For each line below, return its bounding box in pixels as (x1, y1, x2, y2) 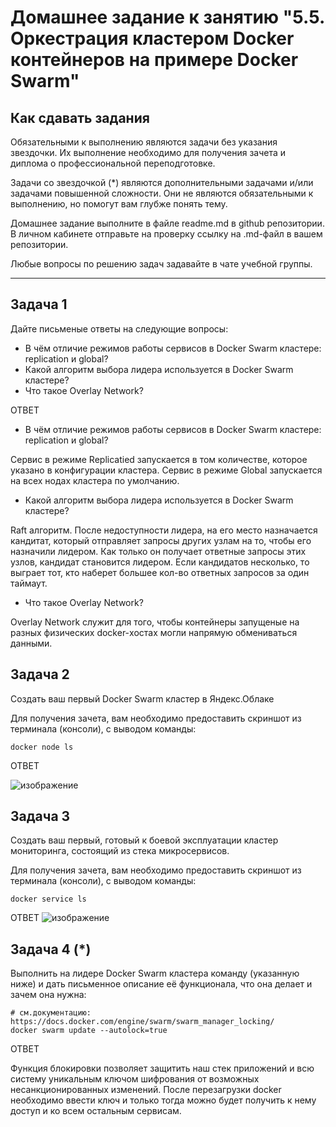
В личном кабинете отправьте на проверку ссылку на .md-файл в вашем (10, 228, 323, 240)
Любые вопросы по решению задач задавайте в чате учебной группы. (10, 258, 313, 270)
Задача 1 (10, 296, 68, 313)
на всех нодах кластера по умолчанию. (10, 474, 180, 486)
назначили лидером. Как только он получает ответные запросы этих (10, 545, 307, 557)
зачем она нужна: (10, 989, 87, 1001)
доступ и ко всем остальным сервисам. (10, 1105, 182, 1117)
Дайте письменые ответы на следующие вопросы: (10, 322, 229, 335)
